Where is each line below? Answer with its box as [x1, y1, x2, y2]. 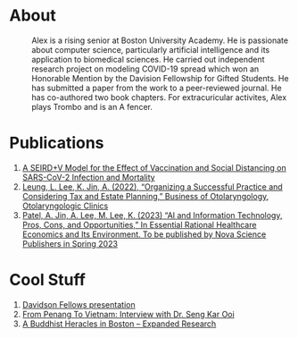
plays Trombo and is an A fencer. [31, 101, 153, 112]
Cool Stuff [9, 270, 87, 291]
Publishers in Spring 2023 [21, 238, 119, 249]
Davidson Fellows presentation [21, 299, 136, 309]
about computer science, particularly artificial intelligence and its [31, 44, 270, 55]
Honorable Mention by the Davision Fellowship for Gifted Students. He [31, 72, 289, 83]
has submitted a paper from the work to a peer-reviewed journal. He [31, 82, 283, 93]
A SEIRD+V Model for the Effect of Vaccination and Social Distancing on [21, 162, 287, 173]
